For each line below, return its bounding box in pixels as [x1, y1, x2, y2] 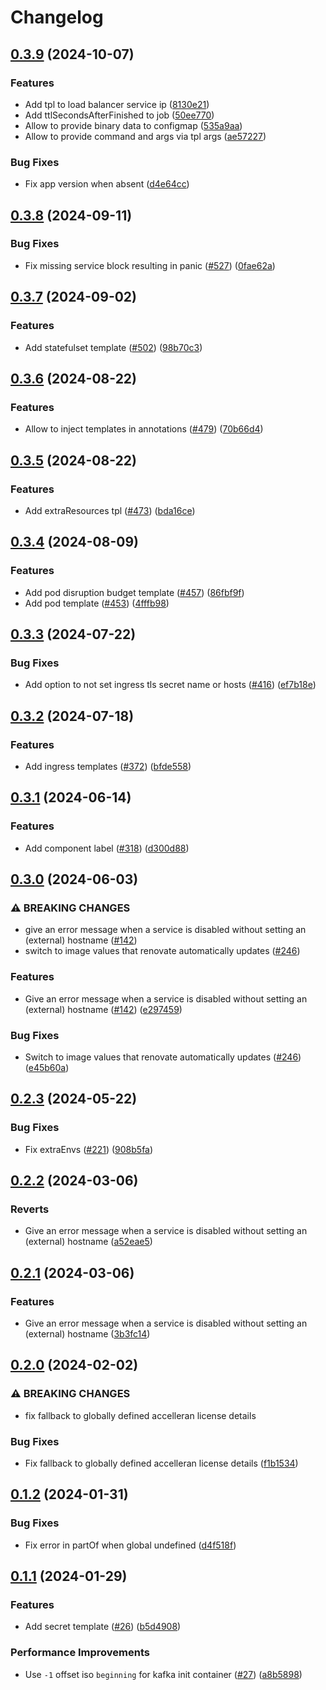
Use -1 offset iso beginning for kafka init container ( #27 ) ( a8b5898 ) [24, 1668, 303, 1680]
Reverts [10, 1202, 50, 1216]
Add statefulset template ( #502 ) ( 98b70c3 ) [24, 341, 203, 353]
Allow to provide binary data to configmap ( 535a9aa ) [24, 119, 243, 131]
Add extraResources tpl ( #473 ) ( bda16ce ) [24, 504, 196, 516]
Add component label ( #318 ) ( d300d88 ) [24, 842, 190, 854]
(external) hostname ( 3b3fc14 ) [24, 1328, 151, 1340]
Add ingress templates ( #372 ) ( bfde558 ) [24, 760, 192, 772]
